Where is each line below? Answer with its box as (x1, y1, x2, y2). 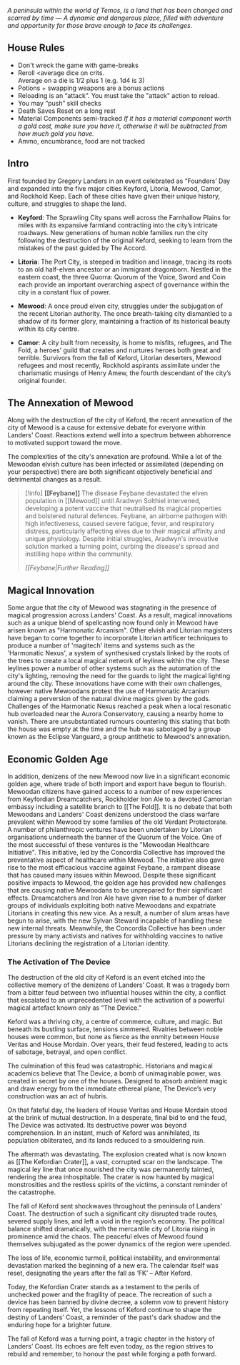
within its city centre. (17, 324, 80, 333)
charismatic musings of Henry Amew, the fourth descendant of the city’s (17, 368, 231, 377)
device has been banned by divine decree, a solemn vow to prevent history (7, 1298, 229, 1306)
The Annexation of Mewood (7, 397, 134, 409)
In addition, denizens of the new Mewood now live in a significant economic (7, 772, 231, 781)
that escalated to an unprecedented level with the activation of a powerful (7, 996, 225, 1005)
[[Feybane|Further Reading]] (24, 564, 109, 572)
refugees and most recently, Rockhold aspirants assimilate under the (17, 361, 220, 369)
